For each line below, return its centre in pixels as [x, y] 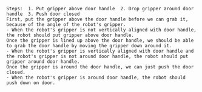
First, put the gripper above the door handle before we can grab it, [97, 19]
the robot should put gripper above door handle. [70, 35]
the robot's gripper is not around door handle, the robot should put [97, 56]
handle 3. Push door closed [43, 14]
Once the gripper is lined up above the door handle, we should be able [100, 41]
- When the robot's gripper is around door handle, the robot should [96, 77]
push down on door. [31, 83]
